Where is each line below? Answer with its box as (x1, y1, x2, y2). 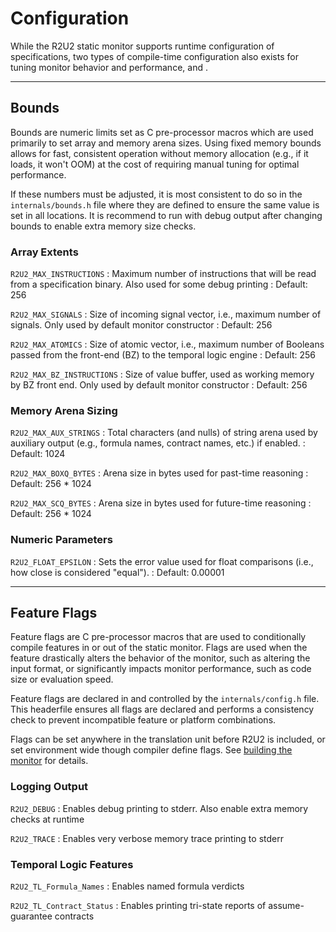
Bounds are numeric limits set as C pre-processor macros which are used (10, 126, 314, 138)
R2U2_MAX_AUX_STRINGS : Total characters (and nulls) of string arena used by (10, 427, 318, 439)
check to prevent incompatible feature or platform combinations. (10, 714, 277, 726)
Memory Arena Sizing (10, 403, 118, 417)
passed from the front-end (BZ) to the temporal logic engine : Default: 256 (10, 349, 317, 361)
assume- (268, 900, 305, 912)
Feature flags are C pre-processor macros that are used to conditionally (10, 631, 307, 643)
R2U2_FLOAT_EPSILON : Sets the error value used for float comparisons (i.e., (10, 555, 314, 567)
